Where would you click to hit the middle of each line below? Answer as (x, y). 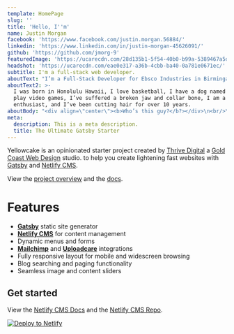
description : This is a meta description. (76, 124)
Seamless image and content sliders (69, 271)
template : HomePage (36, 14)
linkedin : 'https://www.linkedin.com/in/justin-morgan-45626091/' (106, 46)
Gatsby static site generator (57, 226)
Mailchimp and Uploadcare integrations (75, 249)
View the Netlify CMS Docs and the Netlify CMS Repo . (85, 310)
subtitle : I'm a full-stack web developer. (71, 72)
